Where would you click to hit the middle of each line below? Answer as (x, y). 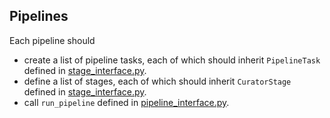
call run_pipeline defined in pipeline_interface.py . (126, 102)
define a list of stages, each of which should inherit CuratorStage (157, 81)
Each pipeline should (52, 40)
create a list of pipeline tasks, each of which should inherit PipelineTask (172, 60)
